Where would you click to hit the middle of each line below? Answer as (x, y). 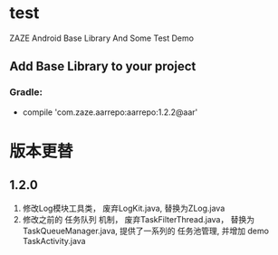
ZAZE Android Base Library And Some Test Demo (102, 38)
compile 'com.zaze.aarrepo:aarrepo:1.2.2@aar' (110, 112)
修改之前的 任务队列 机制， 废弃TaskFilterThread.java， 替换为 (139, 219)
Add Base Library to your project (103, 66)
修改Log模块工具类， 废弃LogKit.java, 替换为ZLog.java (124, 208)
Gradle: (26, 92)
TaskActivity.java (54, 241)
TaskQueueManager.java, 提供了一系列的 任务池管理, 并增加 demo (146, 231)
